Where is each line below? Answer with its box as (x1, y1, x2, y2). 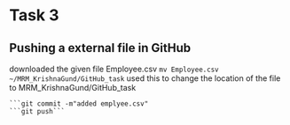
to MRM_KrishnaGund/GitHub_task (9, 83, 137, 92)
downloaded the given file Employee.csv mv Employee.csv (9, 63, 219, 74)
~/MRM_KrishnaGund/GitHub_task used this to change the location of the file (9, 73, 281, 84)
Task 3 (9, 5, 59, 26)
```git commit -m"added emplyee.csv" (9, 99, 149, 108)
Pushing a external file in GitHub (9, 40, 192, 55)
